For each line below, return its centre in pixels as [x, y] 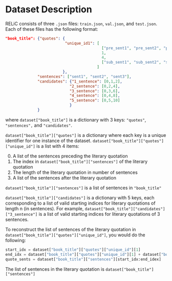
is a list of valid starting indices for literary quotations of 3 [99, 214]
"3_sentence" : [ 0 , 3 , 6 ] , [95, 91]
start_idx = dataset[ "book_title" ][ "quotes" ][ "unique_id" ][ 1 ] [73, 250]
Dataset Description [49, 9]
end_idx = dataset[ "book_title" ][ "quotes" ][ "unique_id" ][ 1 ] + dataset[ [83, 254]
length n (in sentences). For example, [45, 208]
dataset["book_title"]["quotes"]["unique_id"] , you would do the [75, 235]
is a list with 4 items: [58, 146]
